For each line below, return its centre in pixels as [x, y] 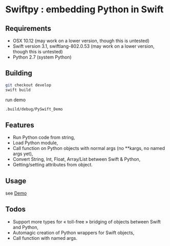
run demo [16, 100]
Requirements [28, 29]
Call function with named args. [45, 238]
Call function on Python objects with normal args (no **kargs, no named [89, 148]
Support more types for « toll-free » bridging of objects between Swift [87, 221]
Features [20, 125]
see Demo [16, 193]
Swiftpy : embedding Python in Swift [84, 10]
